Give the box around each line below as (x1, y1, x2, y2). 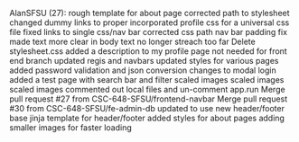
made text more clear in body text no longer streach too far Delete (9, 36, 256, 47)
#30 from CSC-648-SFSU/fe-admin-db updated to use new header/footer (9, 103, 285, 113)
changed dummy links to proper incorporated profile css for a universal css (9, 17, 290, 28)
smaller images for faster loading (9, 122, 133, 133)
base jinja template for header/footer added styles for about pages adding (9, 112, 285, 123)
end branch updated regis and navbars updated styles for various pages (9, 56, 279, 66)
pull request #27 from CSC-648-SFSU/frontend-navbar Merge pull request (9, 93, 288, 104)
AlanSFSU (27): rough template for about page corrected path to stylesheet (9, 8, 291, 18)
